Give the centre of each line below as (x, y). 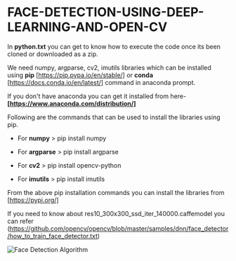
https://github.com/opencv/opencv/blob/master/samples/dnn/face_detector (119, 228)
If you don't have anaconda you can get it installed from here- (97, 96)
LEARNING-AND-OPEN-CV (87, 27)
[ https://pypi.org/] (33, 200)
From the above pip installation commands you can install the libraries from (116, 192)
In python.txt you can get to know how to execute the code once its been (114, 46)
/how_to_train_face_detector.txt (53, 236)
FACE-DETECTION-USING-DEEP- (106, 12)
